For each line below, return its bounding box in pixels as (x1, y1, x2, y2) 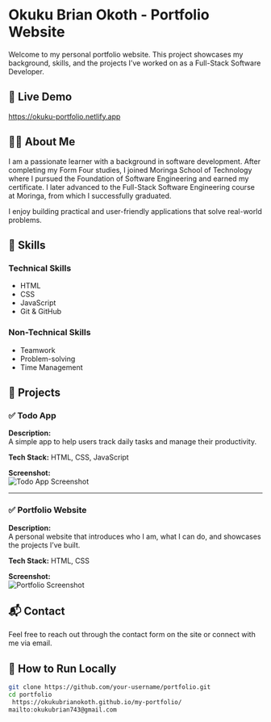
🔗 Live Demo (8, 90, 73, 104)
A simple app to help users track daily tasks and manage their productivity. (8, 437, 256, 447)
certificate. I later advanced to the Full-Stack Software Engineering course (8, 182, 256, 191)
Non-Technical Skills (8, 327, 91, 338)
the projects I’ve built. (8, 539, 81, 550)
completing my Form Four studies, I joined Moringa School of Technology (8, 165, 252, 174)
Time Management (19, 362, 83, 372)
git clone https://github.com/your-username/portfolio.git (8, 683, 211, 691)
